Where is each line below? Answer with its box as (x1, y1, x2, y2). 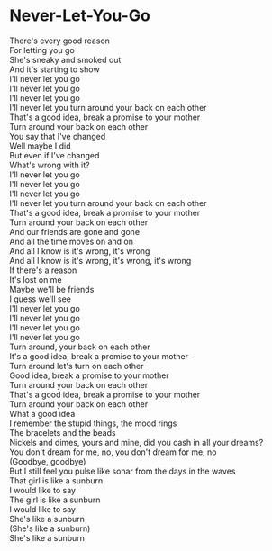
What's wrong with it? (9, 159, 90, 170)
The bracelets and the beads (9, 427, 116, 438)
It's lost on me (9, 274, 62, 285)
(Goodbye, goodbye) (9, 456, 86, 466)
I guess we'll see (9, 294, 72, 304)
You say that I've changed (9, 131, 106, 141)
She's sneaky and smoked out (9, 54, 122, 65)
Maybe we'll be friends (9, 284, 95, 294)
